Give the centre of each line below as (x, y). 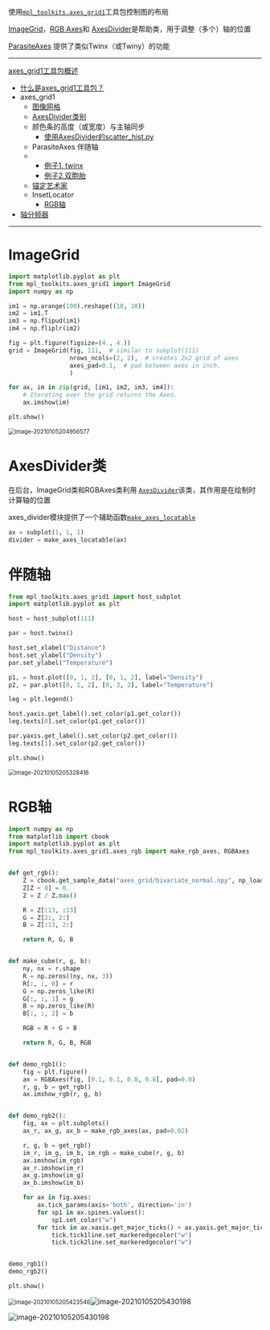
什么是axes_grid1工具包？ (62, 88)
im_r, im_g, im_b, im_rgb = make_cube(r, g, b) (104, 1153)
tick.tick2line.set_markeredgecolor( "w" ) (122, 1243)
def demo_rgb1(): (37, 1064)
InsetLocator (53, 195)
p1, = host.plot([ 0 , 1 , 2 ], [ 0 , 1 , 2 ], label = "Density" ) (106, 677)
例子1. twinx (63, 165)
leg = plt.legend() (41, 700)
